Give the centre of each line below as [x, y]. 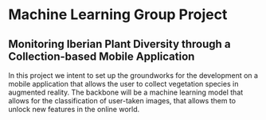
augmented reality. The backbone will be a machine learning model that [126, 92]
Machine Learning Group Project [118, 15]
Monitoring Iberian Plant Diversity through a [119, 44]
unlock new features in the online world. [74, 109]
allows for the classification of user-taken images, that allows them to [122, 101]
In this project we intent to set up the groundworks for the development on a [133, 75]
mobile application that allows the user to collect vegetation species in [123, 84]
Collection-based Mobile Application [102, 56]
